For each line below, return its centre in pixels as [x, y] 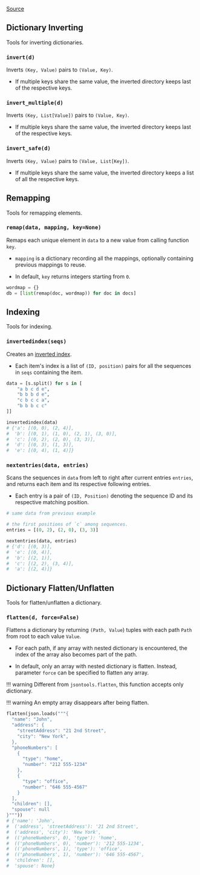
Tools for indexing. [29, 327]
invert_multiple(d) [35, 103]
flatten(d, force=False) [43, 618]
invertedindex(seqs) [37, 341]
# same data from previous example [51, 514]
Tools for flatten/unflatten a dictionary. [54, 603]
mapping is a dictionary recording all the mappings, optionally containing [104, 258]
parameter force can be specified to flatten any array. [82, 673]
